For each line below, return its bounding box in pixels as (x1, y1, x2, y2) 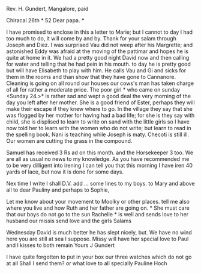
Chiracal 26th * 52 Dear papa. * (6, 17, 85, 24)
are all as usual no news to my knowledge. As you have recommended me (6, 155, 190, 162)
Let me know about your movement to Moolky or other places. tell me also (6, 198, 190, 205)
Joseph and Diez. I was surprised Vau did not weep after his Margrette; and (6, 42, 193, 48)
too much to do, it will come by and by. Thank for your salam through (6, 35, 177, 42)
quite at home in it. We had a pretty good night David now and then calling (6, 54, 190, 61)
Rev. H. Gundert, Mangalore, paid (6, 5, 89, 12)
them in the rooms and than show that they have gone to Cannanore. (6, 74, 176, 80)
